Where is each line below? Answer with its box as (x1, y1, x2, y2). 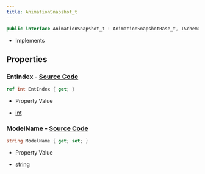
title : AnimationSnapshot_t (6, 9, 78, 15)
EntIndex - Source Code (6, 72, 79, 81)
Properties (6, 54, 48, 64)
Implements (15, 37, 45, 44)
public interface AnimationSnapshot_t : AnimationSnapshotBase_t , (6, 26, 179, 32)
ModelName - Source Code (6, 124, 88, 133)
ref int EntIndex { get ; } (6, 86, 75, 92)
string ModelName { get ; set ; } (6, 138, 88, 144)
